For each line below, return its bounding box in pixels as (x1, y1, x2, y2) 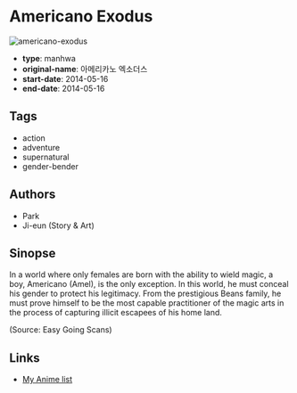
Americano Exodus (9, 6, 153, 27)
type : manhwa (21, 53, 76, 63)
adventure (21, 142, 61, 152)
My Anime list (21, 374, 73, 385)
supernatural (21, 151, 70, 162)
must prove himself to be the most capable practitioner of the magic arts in (9, 298, 285, 308)
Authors (9, 187, 56, 202)
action (21, 132, 46, 143)
